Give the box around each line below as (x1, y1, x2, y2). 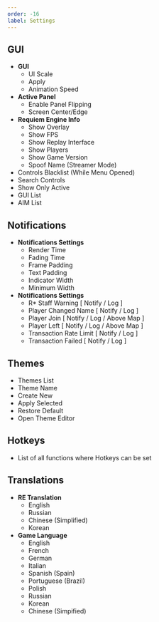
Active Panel (17, 93, 56, 101)
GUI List (17, 191, 41, 199)
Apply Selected (17, 398, 62, 407)
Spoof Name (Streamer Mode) (28, 161, 117, 170)
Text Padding (28, 269, 67, 277)
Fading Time (28, 254, 65, 262)
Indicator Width (28, 276, 74, 285)
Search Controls (17, 176, 65, 185)
